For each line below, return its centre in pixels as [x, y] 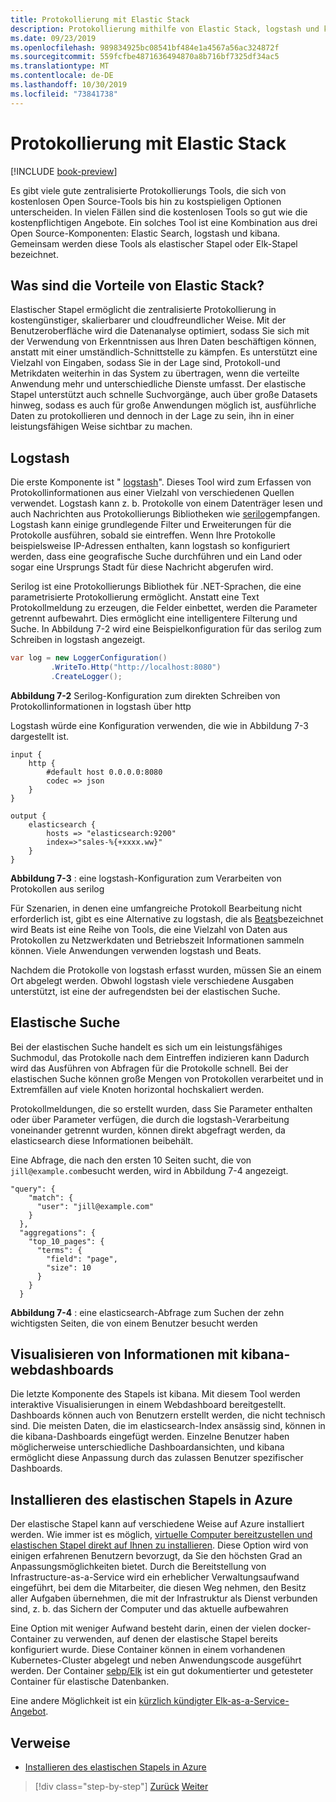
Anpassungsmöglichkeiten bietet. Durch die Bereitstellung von [138, 1567]
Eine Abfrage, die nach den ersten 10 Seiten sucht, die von [131, 1160]
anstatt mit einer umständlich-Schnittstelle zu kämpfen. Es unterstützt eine [164, 352]
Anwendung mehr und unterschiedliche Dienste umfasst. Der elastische [158, 384]
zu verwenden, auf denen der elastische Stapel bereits [165, 1639]
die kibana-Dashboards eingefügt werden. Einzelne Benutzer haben [150, 1437]
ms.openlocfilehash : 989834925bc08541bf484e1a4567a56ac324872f [145, 47]
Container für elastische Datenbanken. [90, 1682]
